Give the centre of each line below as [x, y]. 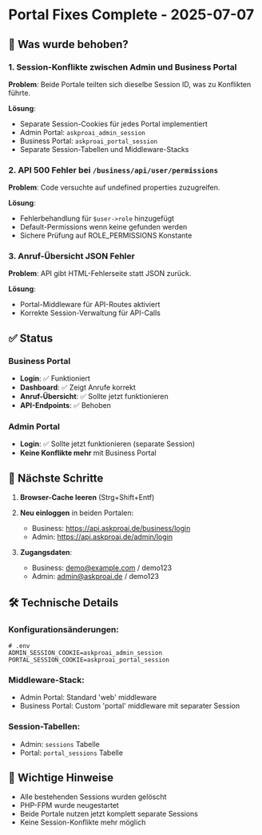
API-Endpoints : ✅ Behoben [65, 406]
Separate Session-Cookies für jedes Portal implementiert [113, 124]
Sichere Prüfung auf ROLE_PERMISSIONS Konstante [106, 236]
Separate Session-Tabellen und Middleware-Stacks [104, 149]
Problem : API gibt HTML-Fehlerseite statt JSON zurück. [100, 274]
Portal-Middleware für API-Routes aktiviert [90, 305]
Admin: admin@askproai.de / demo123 [95, 577]
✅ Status [31, 338]
